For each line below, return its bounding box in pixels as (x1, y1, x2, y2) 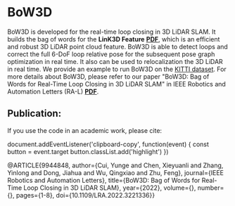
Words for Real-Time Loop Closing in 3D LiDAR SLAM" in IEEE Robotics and (7, 79, 227, 88)
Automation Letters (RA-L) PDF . (7, 87, 99, 96)
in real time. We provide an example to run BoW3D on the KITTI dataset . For (7, 65, 227, 73)
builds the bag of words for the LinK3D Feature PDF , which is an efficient (7, 34, 220, 43)
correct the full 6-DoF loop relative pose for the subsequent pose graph (7, 50, 215, 58)
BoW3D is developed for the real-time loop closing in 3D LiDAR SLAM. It (7, 27, 216, 36)
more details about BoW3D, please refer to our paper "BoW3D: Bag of (7, 72, 210, 81)
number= (197, 184, 224, 192)
